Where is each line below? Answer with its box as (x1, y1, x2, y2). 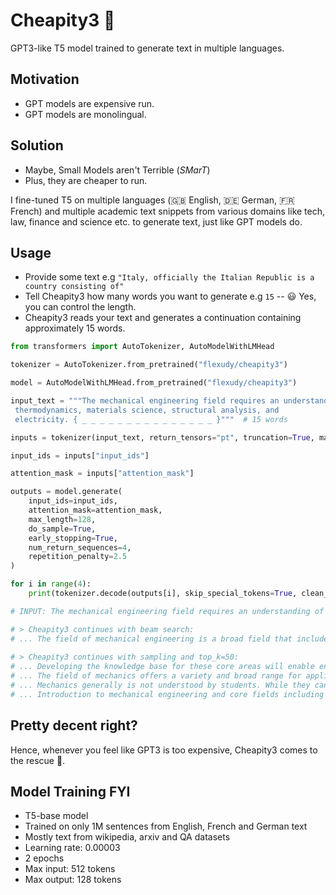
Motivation (10, 71, 80, 88)
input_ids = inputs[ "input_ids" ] (10, 450, 150, 461)
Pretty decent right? (10, 717, 138, 734)
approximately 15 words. (24, 322, 126, 334)
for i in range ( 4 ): (10, 579, 92, 589)
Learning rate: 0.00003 (24, 842, 121, 854)
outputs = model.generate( (10, 487, 123, 497)
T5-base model (24, 810, 89, 822)
